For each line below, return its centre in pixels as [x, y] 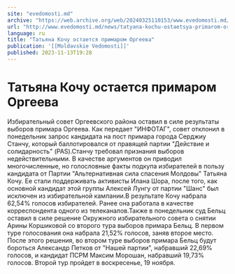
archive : [20, 20]
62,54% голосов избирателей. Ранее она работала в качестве [100, 203]
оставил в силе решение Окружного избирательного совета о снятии [112, 218]
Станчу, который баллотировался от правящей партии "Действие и [108, 143]
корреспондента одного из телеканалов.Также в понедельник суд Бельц [116, 210]
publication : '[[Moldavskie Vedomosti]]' [69, 46]
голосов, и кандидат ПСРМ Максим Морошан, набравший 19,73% [106, 255]
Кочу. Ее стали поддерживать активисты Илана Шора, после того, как [113, 181]
